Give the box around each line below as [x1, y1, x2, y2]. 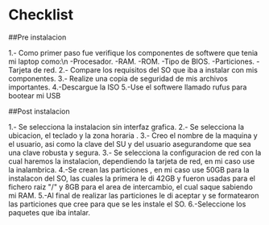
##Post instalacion [8, 106, 70, 116]
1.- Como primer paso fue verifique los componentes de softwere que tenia [8, 48, 259, 57]
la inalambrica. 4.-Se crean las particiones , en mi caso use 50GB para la [8, 165, 250, 174]
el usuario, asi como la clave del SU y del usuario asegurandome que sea [8, 139, 251, 148]
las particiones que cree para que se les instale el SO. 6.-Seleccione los [8, 199, 246, 209]
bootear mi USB [8, 90, 61, 100]
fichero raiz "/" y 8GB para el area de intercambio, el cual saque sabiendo [8, 181, 254, 191]
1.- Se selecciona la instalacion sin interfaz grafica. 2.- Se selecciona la [8, 122, 244, 131]
